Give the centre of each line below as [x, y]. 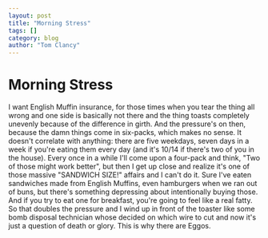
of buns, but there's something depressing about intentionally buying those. [133, 192]
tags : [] [23, 30]
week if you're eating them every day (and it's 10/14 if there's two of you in [131, 149]
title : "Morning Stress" [50, 23]
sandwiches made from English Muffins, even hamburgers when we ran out [133, 184]
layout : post [30, 16]
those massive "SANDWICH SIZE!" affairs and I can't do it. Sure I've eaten [130, 175]
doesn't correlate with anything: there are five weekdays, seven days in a [129, 141]
